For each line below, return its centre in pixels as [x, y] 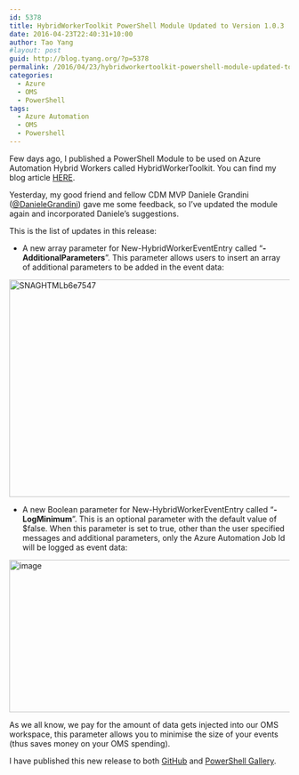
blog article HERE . [42, 177]
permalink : [29, 68]
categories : [31, 76]
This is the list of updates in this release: [83, 230]
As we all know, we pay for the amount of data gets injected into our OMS [144, 724]
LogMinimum [47, 519]
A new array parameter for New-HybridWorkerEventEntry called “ [142, 248]
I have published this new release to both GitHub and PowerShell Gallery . [143, 761]
